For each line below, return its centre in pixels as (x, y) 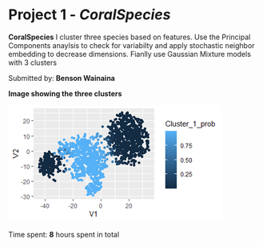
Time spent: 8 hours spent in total (64, 234)
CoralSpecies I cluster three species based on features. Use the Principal (130, 37)
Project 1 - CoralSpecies (90, 15)
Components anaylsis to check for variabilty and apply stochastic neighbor (131, 45)
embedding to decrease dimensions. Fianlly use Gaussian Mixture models (130, 54)
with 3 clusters (33, 63)
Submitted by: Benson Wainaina (62, 78)
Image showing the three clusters (65, 93)
